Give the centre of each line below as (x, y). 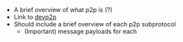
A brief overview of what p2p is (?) (63, 10)
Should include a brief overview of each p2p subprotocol (95, 24)
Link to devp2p (35, 17)
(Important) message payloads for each (80, 31)
